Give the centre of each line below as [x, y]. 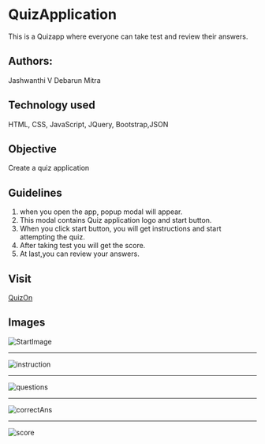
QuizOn [21, 297]
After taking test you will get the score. [82, 246]
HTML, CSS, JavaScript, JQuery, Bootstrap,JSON [88, 124]
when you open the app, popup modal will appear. [101, 212]
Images [27, 323]
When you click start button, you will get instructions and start [121, 229]
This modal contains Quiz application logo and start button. [116, 220]
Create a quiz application [49, 168]
